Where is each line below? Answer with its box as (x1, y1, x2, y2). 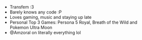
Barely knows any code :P (9, 9, 62, 15)
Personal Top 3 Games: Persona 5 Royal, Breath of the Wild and (9, 19, 138, 25)
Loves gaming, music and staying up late (9, 14, 92, 20)
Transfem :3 (9, 4, 34, 10)
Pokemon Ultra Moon (9, 25, 53, 30)
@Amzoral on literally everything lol (9, 30, 81, 35)
